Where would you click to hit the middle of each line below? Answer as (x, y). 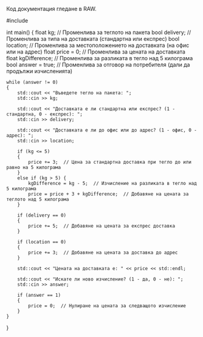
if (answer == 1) (39, 295)
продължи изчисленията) (40, 71)
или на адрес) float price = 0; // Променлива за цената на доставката (96, 52)
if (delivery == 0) (42, 215)
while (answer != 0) (33, 82)
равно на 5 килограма (34, 167)
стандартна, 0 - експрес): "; (45, 114)
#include (17, 20)
